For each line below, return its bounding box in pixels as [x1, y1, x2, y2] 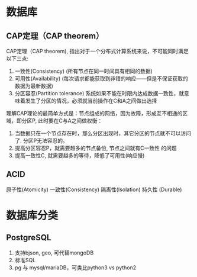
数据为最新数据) [14, 82, 53, 89]
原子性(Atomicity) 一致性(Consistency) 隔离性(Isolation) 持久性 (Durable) [6, 186, 182, 193]
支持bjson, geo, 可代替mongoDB [14, 249, 94, 256]
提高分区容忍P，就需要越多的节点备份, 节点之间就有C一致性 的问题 [14, 144, 177, 152]
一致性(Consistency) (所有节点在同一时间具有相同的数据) [14, 67, 153, 75]
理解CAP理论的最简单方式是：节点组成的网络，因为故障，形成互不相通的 [6, 110, 183, 117]
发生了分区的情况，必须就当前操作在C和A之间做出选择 [25, 97, 157, 104]
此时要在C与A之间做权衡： [38, 117, 103, 124]
